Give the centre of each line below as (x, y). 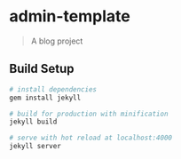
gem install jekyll (45, 98)
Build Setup (42, 69)
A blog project (57, 41)
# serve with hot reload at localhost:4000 (91, 138)
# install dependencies (53, 89)
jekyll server (35, 147)
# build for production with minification (89, 114)
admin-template (70, 16)
